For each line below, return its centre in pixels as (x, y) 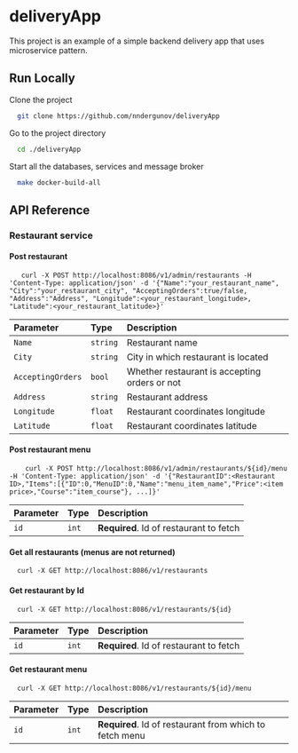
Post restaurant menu (50, 449)
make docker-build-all (59, 182)
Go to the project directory (58, 133)
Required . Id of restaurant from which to (181, 724)
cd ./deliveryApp (49, 149)
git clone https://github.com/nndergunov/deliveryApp (118, 116)
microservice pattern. (49, 50)
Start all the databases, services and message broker (106, 166)
